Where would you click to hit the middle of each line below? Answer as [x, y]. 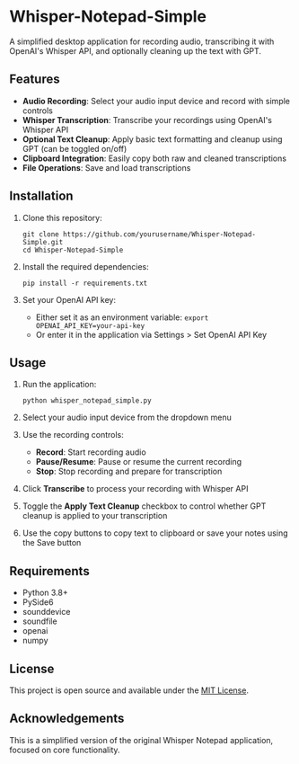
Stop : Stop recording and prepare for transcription [129, 471]
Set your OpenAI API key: [69, 299]
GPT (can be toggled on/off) [75, 148]
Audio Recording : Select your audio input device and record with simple [156, 101]
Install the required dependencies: [86, 266]
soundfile [40, 621]
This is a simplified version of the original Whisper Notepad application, [141, 740]
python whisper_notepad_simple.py [87, 401]
